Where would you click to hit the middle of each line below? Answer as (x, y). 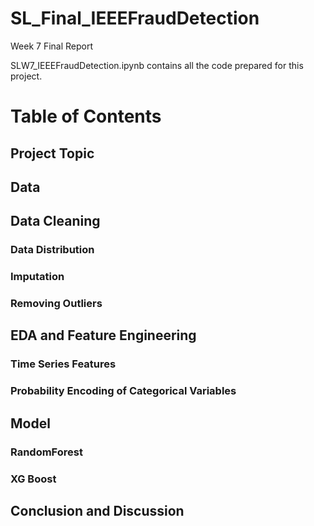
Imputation (37, 277)
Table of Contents (86, 116)
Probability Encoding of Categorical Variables (123, 391)
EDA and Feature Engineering (103, 335)
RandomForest (46, 452)
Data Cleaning (55, 221)
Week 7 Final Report (52, 46)
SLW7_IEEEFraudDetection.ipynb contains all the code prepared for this (157, 65)
